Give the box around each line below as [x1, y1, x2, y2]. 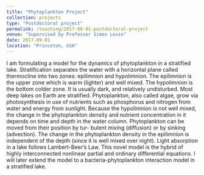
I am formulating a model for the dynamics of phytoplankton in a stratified [6, 59, 191, 67]
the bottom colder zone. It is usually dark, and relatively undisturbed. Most [6, 85, 193, 92]
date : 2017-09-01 [6, 37, 51, 43]
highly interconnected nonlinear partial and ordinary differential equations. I [6, 149, 196, 157]
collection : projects [6, 15, 62, 21]
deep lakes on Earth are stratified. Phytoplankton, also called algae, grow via [6, 92, 199, 99]
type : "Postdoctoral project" [6, 20, 83, 26]
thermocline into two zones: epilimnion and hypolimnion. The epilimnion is [6, 72, 192, 80]
